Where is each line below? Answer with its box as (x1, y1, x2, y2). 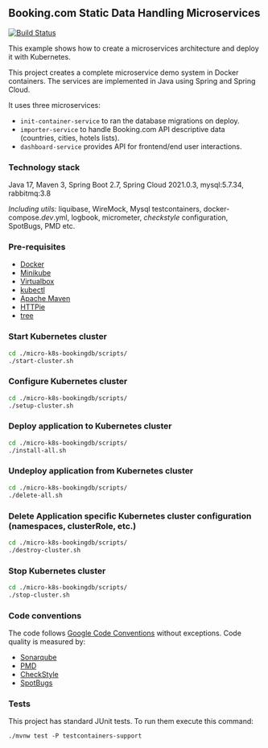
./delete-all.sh (8, 491, 63, 499)
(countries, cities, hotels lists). (19, 133, 120, 143)
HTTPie (19, 302, 46, 312)
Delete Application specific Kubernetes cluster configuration (8, 510, 252, 522)
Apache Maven (19, 294, 71, 304)
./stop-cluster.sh (8, 591, 70, 599)
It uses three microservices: (8, 100, 101, 110)
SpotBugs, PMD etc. (8, 221, 76, 231)
